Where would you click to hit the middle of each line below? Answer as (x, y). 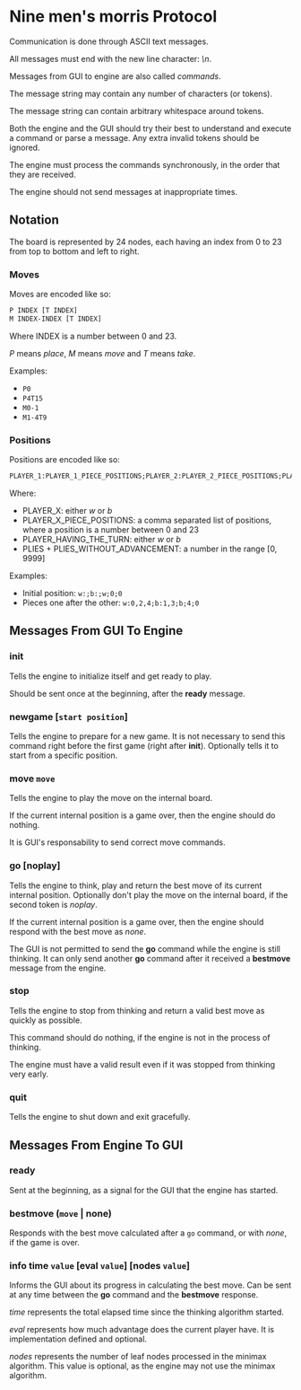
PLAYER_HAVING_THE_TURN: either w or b (101, 539)
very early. (29, 1074)
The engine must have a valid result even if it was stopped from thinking (142, 1064)
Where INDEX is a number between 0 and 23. (93, 336)
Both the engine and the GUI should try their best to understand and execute (150, 128)
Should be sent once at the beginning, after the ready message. (127, 693)
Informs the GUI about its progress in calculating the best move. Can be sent (150, 1285)
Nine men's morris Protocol (113, 17)
